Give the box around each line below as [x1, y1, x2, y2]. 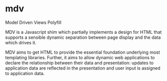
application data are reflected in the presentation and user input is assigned [5, 65, 161, 71]
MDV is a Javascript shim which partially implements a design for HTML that [5, 29, 162, 35]
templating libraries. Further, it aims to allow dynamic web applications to [5, 54, 155, 60]
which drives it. [5, 39, 36, 45]
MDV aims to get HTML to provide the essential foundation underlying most [5, 49, 161, 55]
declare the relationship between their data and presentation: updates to [5, 60, 154, 66]
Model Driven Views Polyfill [5, 19, 61, 25]
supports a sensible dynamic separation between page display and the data [5, 34, 161, 40]
